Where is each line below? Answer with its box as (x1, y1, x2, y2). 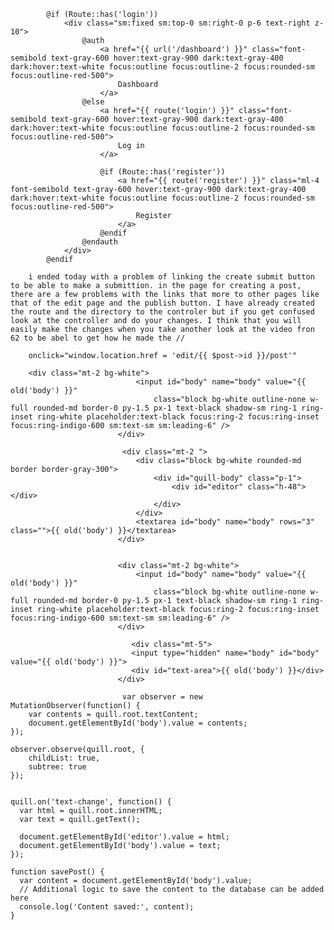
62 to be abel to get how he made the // (10, 333, 186, 343)
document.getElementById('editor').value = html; (19, 832, 230, 842)
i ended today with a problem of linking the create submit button (28, 272, 315, 282)
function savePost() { (10, 867, 105, 877)
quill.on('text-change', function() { (10, 797, 172, 807)
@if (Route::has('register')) (99, 167, 226, 177)
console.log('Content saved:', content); (19, 902, 195, 912)
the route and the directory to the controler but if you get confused (10, 307, 315, 317)
